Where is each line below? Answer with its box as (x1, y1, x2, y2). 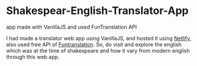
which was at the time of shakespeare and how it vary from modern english (6, 47, 190, 54)
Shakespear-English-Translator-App (6, 4, 189, 18)
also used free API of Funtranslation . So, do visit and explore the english (6, 41, 182, 48)
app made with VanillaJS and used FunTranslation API (6, 23, 137, 30)
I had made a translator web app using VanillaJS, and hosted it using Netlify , (6, 34, 192, 41)
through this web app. (6, 53, 60, 60)
